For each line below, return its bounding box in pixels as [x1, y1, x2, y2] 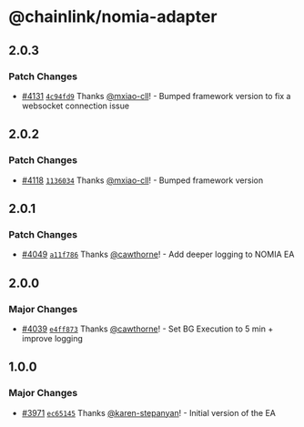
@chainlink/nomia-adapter [8, 6, 218, 27]
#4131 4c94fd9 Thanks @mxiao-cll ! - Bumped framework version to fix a [21, 90, 291, 101]
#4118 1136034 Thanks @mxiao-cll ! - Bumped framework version [21, 175, 264, 186]
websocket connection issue [21, 100, 129, 111]
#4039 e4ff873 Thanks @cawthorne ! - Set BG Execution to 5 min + [21, 323, 274, 334]
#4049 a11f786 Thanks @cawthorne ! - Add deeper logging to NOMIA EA [21, 249, 295, 260]
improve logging [21, 332, 84, 343]
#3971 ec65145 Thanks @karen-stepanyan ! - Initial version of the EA [21, 407, 277, 418]
